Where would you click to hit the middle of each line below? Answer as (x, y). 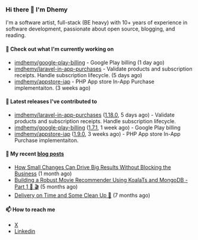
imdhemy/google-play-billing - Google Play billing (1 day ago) (89, 62)
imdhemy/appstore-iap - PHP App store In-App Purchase (84, 81)
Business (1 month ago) (43, 174)
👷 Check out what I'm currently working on (60, 49)
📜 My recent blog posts (35, 154)
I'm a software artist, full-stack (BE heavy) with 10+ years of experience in (97, 23)
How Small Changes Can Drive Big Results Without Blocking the (92, 167)
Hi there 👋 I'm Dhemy (37, 10)
